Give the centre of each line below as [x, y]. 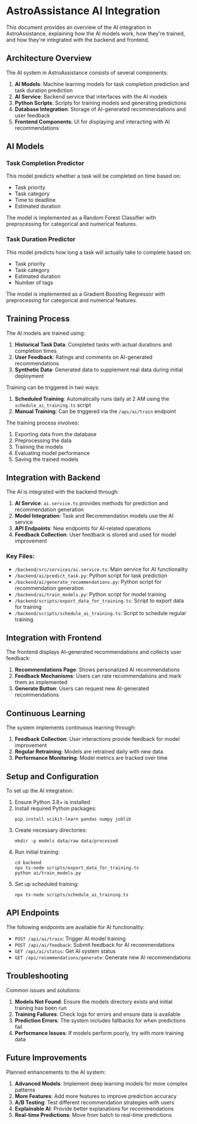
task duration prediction [44, 90]
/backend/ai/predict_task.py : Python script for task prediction [91, 575]
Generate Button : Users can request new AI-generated [82, 688]
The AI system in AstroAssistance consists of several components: [87, 73]
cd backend [28, 863]
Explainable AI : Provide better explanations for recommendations [94, 1109]
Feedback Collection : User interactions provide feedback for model [97, 739]
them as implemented [41, 682]
